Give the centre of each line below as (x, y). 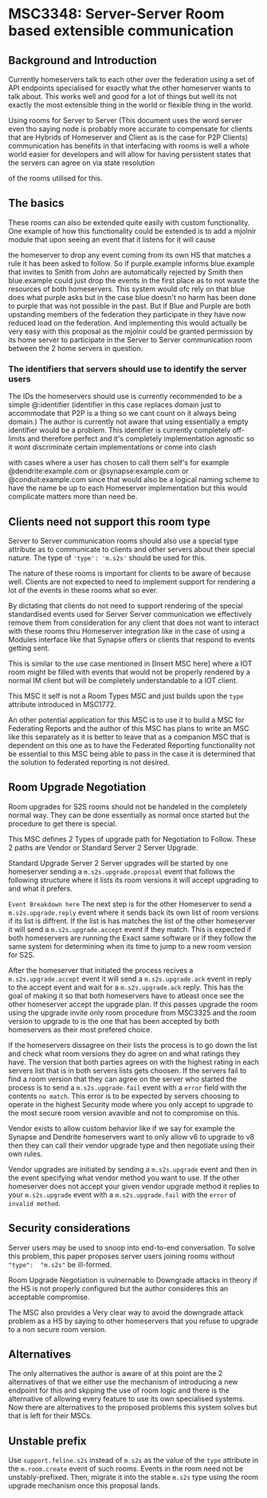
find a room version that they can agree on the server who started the (123, 1079)
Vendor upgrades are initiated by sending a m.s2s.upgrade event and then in (133, 1169)
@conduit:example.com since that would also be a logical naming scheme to (134, 480)
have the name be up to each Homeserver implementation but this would (128, 488)
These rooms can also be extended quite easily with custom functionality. (129, 222)
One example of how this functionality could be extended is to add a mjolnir (132, 231)
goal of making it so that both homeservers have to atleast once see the (126, 995)
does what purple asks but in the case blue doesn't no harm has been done (132, 297)
